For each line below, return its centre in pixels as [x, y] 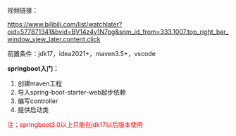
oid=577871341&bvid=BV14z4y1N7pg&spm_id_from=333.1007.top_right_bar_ [118, 32]
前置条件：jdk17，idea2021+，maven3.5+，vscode [82, 54]
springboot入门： [33, 68]
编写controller [38, 101]
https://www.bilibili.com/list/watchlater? [65, 24]
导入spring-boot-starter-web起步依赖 [72, 92]
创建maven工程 [39, 83]
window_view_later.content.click [54, 39]
